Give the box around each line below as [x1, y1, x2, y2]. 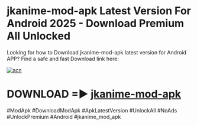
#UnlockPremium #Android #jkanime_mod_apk [7, 113, 121, 120]
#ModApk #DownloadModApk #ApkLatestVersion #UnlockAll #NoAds [7, 106, 177, 114]
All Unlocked [7, 30, 70, 43]
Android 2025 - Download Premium [7, 17, 185, 30]
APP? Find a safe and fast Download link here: [7, 55, 119, 62]
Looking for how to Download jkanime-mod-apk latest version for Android [7, 49, 187, 56]
